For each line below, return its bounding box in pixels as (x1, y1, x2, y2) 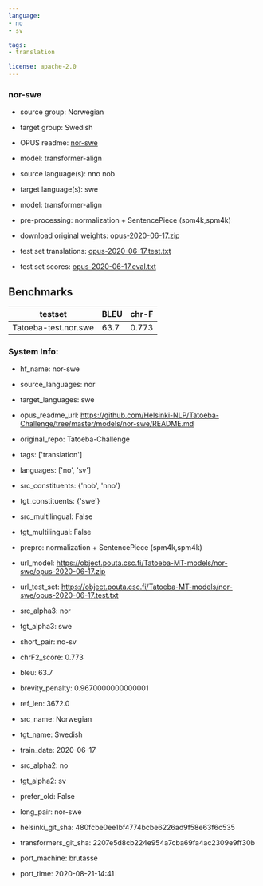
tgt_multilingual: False (19, 528, 92, 537)
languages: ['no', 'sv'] (19, 465, 92, 475)
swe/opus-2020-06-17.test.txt (19, 591, 119, 600)
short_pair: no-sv (19, 637, 77, 647)
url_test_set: (19, 582, 60, 591)
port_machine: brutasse (19, 853, 98, 863)
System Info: (8, 346, 59, 358)
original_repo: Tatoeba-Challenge (19, 434, 130, 444)
